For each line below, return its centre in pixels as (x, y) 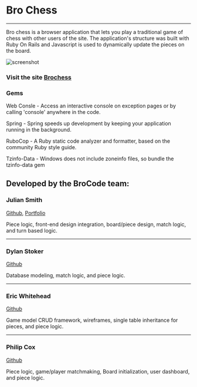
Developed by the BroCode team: (68, 184)
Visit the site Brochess (39, 77)
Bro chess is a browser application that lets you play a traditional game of (95, 32)
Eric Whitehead (28, 296)
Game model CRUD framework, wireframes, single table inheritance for (92, 320)
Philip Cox (21, 347)
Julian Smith (24, 200)
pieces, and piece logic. (35, 327)
